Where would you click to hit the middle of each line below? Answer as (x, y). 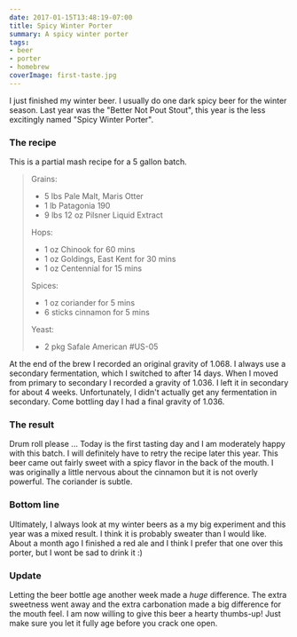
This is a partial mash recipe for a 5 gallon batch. (98, 162)
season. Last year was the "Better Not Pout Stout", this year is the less (137, 110)
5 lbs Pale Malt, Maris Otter (94, 196)
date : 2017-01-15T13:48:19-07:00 (71, 17)
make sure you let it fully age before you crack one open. (113, 623)
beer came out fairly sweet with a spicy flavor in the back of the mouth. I (141, 463)
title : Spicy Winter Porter (61, 26)
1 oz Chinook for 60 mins (90, 250)
